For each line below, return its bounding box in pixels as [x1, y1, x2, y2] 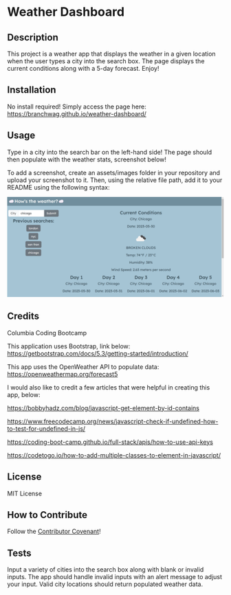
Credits [7, 311, 40, 322]
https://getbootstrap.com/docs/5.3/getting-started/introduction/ [7, 349, 189, 357]
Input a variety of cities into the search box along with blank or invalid [7, 565, 204, 574]
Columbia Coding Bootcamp [7, 328, 87, 337]
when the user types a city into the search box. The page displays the [7, 57, 205, 65]
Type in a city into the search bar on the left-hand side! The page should [7, 148, 212, 156]
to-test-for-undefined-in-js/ [7, 424, 86, 433]
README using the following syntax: [7, 183, 110, 191]
